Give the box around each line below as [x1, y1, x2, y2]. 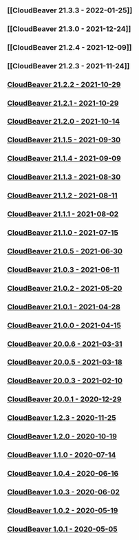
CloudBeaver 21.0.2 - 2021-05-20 [7, 283, 122, 293]
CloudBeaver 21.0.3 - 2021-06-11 [7, 264, 120, 274]
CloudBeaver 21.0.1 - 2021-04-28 [7, 302, 120, 311]
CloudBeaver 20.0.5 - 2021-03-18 [7, 358, 122, 367]
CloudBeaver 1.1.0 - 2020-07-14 [7, 450, 116, 460]
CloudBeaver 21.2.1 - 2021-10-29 [7, 98, 119, 108]
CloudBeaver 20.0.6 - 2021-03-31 [7, 339, 122, 349]
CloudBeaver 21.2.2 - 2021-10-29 [7, 79, 121, 89]
